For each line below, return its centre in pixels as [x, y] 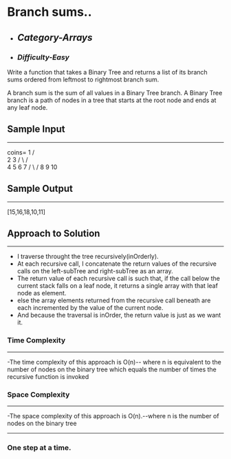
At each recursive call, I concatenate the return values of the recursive [117, 264]
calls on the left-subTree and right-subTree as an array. [95, 271]
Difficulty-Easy [43, 57]
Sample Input [36, 129]
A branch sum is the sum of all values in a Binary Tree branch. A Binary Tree [115, 92]
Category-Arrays [55, 38]
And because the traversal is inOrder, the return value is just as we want [119, 315]
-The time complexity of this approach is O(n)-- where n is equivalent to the [114, 362]
